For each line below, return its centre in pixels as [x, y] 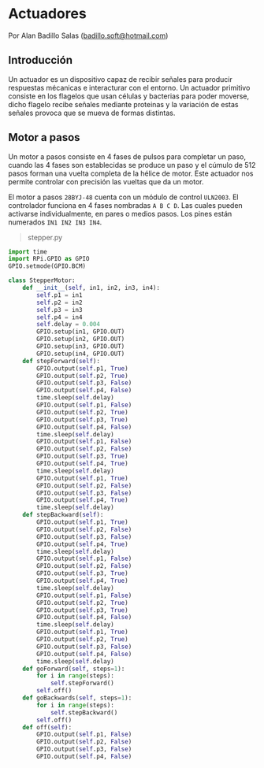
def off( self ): [47, 727]
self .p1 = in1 [59, 295]
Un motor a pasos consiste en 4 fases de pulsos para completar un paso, [127, 156]
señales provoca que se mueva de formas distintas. [92, 113]
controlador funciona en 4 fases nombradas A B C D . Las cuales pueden [125, 205]
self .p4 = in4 [59, 317]
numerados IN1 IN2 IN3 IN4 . [55, 222]
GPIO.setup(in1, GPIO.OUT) [81, 332]
